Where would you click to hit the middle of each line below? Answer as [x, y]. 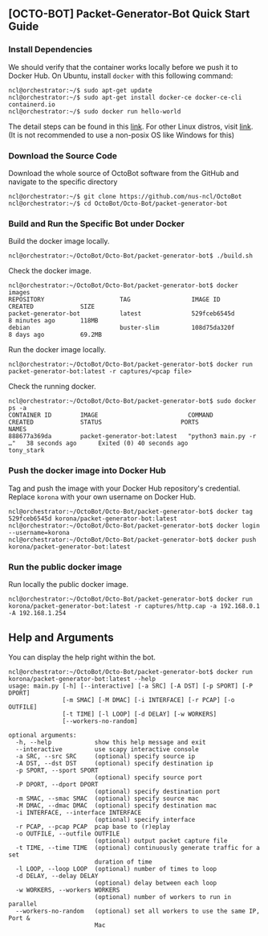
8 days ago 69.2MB [55, 335]
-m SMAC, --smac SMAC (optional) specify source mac [107, 798]
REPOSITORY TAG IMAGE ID [114, 300]
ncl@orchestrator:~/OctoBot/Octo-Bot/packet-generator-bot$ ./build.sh [130, 256]
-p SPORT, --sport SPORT [57, 770]
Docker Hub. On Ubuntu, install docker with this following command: [121, 76]
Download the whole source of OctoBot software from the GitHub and [124, 173]
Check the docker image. [50, 271]
